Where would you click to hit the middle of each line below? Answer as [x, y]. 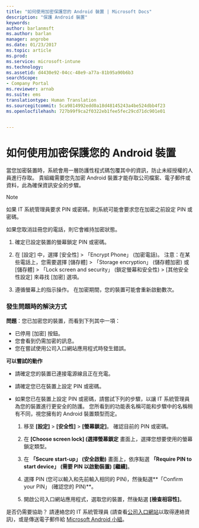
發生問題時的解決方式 [36, 307]
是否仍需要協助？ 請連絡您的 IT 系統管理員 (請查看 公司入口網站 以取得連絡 [95, 511]
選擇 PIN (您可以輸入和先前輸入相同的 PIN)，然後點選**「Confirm [103, 479]
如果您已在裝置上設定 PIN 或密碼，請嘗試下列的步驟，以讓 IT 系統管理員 [102, 398]
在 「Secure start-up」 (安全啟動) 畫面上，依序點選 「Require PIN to [108, 459]
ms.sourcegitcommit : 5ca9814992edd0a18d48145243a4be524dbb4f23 [86, 106]
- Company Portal [28, 84]
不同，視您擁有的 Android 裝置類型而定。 [70, 413]
